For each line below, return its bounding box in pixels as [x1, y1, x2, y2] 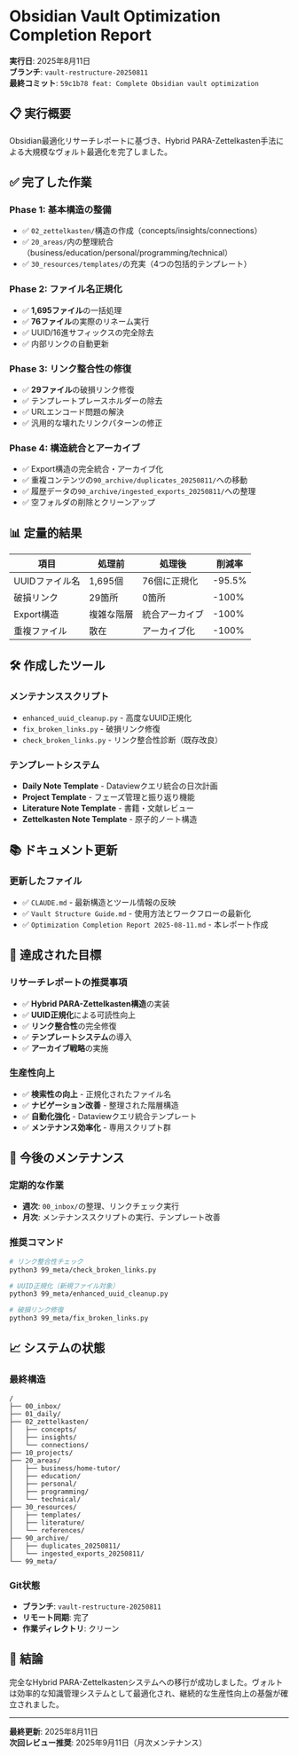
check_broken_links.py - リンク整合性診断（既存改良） [21, 734, 223, 745]
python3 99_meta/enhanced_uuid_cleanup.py [9, 1290, 169, 1298]
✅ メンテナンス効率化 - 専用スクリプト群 [21, 1122, 171, 1133]
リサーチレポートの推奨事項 [9, 976, 128, 989]
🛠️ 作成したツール [9, 658, 106, 673]
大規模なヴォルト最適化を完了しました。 [24, 146, 173, 157]
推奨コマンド [9, 1236, 65, 1249]
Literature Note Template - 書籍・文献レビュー [21, 803, 195, 813]
